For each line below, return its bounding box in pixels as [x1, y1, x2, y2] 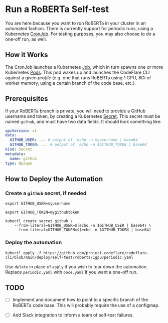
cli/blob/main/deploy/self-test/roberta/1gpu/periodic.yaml [5, 255, 134, 260]
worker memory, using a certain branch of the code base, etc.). [5, 80, 136, 86]
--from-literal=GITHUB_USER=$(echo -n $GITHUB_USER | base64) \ [14, 223, 151, 228]
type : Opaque [5, 160, 33, 166]
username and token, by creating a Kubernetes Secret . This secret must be [5, 113, 160, 119]
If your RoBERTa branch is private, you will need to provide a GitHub [5, 108, 146, 114]
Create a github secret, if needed [5, 190, 87, 197]
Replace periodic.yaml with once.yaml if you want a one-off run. [5, 269, 138, 275]
